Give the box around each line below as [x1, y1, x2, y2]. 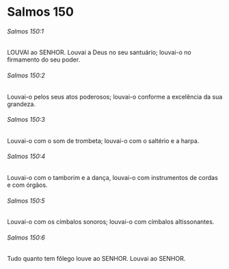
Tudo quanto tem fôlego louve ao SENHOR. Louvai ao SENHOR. [7, 255, 186, 263]
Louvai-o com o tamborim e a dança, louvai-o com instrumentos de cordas [7, 174, 219, 181]
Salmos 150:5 [7, 196, 46, 205]
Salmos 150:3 [7, 116, 46, 124]
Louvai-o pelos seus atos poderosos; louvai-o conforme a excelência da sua [7, 92, 223, 101]
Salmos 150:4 [7, 152, 46, 161]
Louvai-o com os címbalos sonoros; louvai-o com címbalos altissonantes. [7, 218, 215, 226]
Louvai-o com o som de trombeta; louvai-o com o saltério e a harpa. [7, 136, 200, 144]
